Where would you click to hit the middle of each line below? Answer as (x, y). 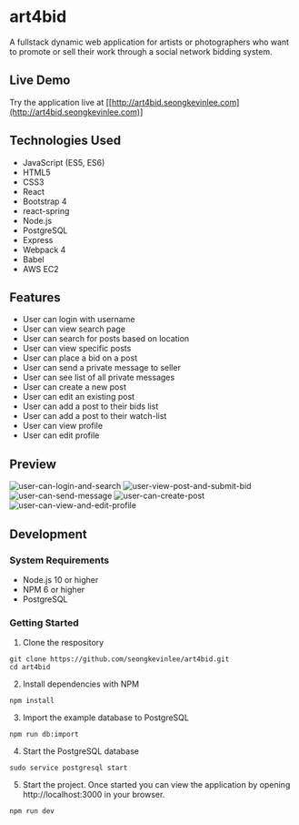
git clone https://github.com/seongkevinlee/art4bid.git (120, 659)
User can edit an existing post (78, 397)
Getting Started (44, 623)
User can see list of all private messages (99, 377)
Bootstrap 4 (45, 201)
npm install (32, 701)
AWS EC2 (40, 269)
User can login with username (79, 320)
